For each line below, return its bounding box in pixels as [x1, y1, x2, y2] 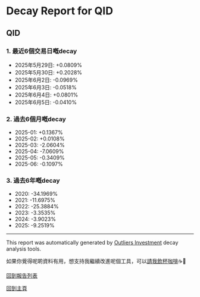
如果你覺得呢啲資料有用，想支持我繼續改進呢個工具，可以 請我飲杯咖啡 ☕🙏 [6, 258, 186, 265]
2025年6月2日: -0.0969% [14, 76, 79, 83]
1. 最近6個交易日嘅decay [6, 46, 77, 55]
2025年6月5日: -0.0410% [14, 98, 77, 105]
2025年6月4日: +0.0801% [14, 91, 79, 98]
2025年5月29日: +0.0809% [14, 61, 82, 68]
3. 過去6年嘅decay [6, 177, 61, 185]
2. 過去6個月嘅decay [6, 115, 67, 123]
